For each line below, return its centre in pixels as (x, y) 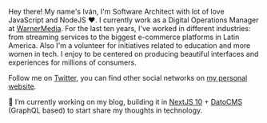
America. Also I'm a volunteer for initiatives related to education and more (130, 46)
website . (22, 86)
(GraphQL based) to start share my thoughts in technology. (106, 110)
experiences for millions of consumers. (73, 62)
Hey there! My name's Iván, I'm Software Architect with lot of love (117, 12)
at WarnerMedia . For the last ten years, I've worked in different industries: (130, 28)
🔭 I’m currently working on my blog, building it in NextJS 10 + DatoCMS (125, 102)
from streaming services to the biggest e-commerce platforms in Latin (124, 37)
